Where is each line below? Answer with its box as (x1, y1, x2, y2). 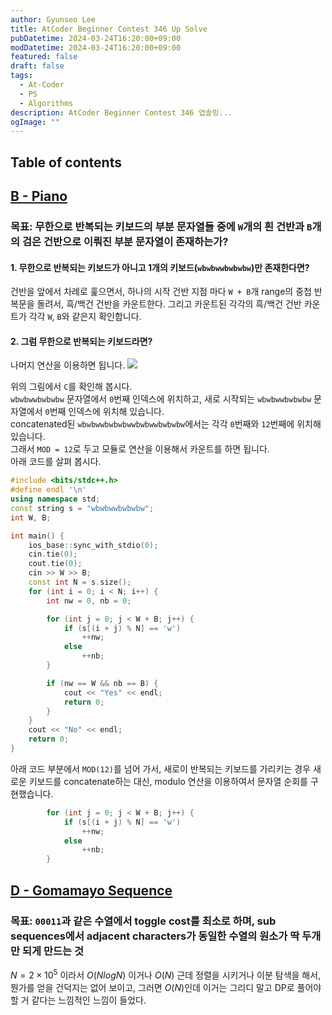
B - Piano (10, 188, 68, 205)
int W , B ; (10, 512, 52, 523)
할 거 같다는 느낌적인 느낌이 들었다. (10, 994, 147, 1006)
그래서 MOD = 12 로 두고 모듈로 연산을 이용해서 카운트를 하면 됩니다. (10, 443, 270, 455)
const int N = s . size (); (28, 577, 132, 588)
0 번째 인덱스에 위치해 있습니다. (44, 406, 165, 418)
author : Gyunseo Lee (10, 14, 97, 25)
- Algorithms (19, 98, 74, 108)
